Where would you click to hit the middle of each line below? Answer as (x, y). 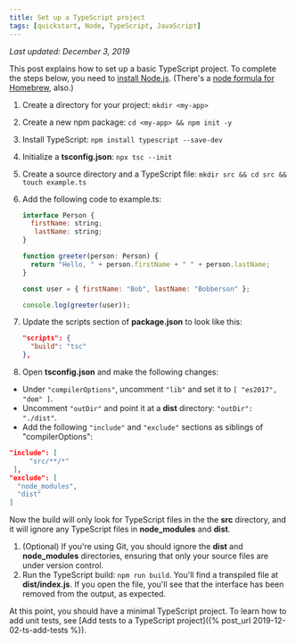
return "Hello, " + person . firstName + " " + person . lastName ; (150, 264)
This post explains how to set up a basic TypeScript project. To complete (143, 69)
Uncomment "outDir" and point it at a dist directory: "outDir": (137, 408)
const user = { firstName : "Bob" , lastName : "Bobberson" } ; (136, 289)
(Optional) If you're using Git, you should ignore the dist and (132, 547)
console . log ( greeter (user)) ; (76, 305)
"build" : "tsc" (59, 347)
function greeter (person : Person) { (90, 256)
